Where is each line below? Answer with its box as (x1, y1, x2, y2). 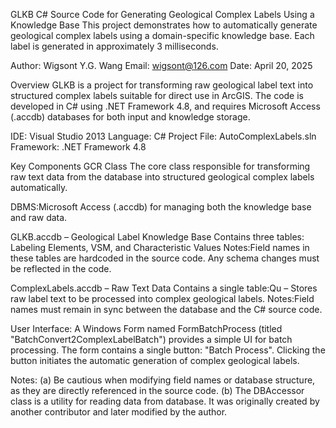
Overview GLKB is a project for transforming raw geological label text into (10, 79, 314, 91)
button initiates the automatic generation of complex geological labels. (10, 355, 300, 366)
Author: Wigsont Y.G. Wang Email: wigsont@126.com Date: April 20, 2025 (10, 60, 313, 71)
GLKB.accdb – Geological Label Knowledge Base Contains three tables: (10, 231, 305, 243)
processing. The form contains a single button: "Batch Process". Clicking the (10, 344, 326, 356)
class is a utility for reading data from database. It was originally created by (10, 395, 320, 407)
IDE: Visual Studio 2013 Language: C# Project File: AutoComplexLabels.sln (10, 130, 317, 142)
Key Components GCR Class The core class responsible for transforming (10, 160, 311, 172)
